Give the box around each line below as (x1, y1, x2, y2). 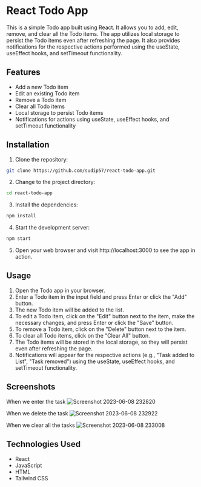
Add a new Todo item (15, 83, 68, 90)
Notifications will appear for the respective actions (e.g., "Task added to (15, 351, 195, 358)
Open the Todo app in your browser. (15, 287, 105, 294)
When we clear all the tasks (6, 421, 76, 429)
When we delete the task (6, 409, 68, 417)
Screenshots (6, 382, 56, 392)
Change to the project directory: (15, 179, 96, 186)
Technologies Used (6, 439, 81, 449)
